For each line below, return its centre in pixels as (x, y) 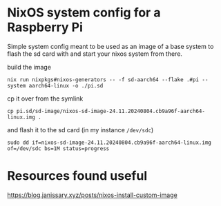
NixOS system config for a (84, 13)
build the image (29, 67)
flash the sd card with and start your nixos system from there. (95, 54)
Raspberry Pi (45, 27)
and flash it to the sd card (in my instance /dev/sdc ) (80, 130)
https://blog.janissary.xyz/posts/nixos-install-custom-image (92, 195)
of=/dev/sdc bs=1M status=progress (58, 148)
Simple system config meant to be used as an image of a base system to (110, 46)
